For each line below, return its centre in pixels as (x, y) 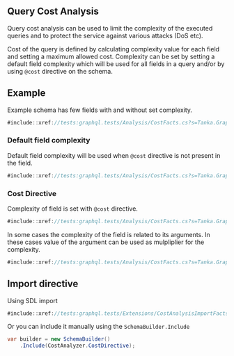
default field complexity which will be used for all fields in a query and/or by (116, 64)
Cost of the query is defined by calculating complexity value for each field (114, 49)
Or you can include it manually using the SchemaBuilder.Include (99, 327)
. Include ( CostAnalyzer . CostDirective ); (78, 346)
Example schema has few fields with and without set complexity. (100, 110)
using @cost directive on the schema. (60, 71)
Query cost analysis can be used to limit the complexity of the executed (110, 28)
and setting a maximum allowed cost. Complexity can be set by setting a (111, 56)
